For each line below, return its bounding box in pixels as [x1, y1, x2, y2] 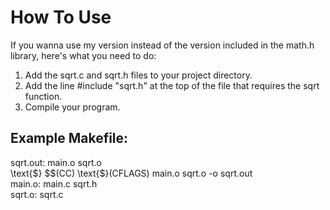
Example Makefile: [10, 130, 129, 147]
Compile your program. [24, 101, 121, 113]
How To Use [10, 6, 112, 29]
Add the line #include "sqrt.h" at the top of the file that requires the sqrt [24, 79, 320, 91]
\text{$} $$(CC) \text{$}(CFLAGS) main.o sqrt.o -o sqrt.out [10, 167, 253, 179]
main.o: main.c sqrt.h [10, 177, 98, 190]
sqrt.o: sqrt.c [10, 188, 64, 200]
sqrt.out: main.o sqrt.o [10, 156, 102, 168]
